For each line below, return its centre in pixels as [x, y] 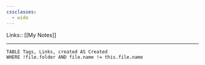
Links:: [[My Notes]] [31, 35]
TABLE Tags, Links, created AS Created [57, 52]
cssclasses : [21, 12]
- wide [20, 18]
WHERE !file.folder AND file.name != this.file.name [75, 57]
